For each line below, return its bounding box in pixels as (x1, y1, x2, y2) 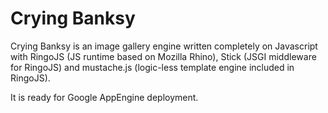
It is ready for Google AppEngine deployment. (10, 91, 199, 103)
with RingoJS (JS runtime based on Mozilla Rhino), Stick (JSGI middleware (10, 50, 317, 62)
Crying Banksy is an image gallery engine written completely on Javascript (10, 40, 318, 52)
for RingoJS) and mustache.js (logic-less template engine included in (10, 61, 295, 73)
